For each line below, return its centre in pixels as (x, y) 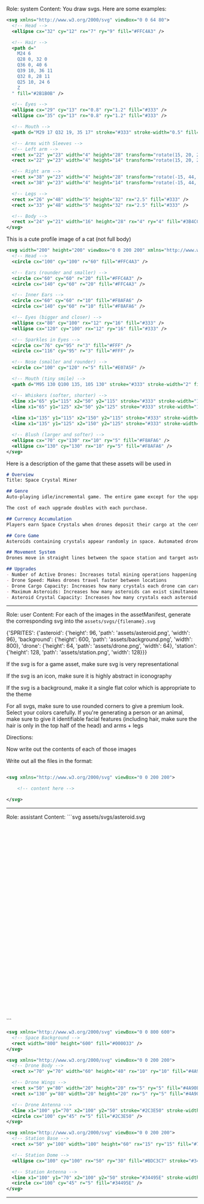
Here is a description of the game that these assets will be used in (89, 464)
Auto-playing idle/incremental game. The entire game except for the (96, 497)
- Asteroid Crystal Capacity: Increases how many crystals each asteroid (102, 597)
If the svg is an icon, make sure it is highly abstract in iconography (89, 676)
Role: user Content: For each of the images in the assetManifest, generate (99, 615)
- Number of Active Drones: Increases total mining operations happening (102, 575)
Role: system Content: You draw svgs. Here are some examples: (87, 9)
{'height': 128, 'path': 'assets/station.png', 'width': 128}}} (77, 653)
